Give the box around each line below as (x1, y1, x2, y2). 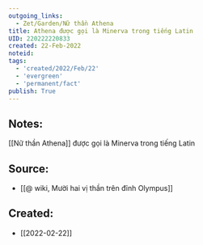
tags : (8, 57, 27, 65)
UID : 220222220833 (8, 34, 70, 43)
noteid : (8, 49, 35, 57)
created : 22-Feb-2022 (8, 42, 82, 50)
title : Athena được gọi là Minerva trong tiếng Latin (8, 27, 194, 35)
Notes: (8, 116, 43, 130)
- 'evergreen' (15, 72, 63, 80)
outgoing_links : (8, 11, 63, 20)
